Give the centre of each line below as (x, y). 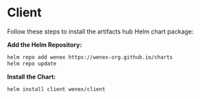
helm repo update (32, 63)
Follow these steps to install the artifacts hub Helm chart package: (100, 31)
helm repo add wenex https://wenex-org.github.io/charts (90, 57)
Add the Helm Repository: (45, 44)
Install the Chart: (32, 76)
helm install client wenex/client (57, 89)
